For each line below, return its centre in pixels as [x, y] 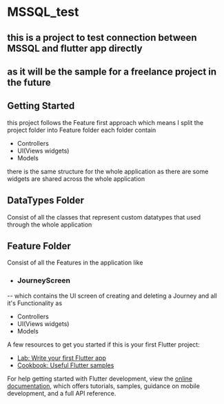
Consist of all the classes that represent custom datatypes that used [104, 217]
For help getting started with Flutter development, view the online [100, 378]
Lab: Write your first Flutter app [62, 358]
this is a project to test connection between [102, 38]
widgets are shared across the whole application [76, 179]
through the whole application [50, 224]
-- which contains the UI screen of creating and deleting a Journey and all [112, 296]
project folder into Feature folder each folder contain [82, 130]
